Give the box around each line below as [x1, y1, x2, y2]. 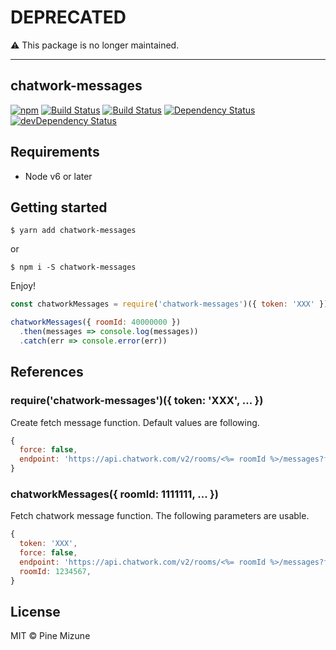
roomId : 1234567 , [19, 566, 92, 576]
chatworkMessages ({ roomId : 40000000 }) [10, 317, 182, 328]
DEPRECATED [10, 6, 127, 29]
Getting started [10, 199, 108, 216]
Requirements [10, 144, 100, 161]
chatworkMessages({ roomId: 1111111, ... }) [10, 487, 219, 501]
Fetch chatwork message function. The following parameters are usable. [10, 510, 310, 522]
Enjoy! [10, 280, 37, 292]
